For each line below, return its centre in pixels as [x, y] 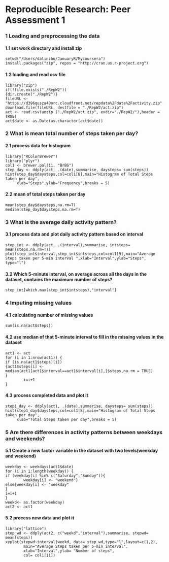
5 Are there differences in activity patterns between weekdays [84, 432]
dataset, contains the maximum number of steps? [59, 279]
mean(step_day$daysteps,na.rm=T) [41, 205]
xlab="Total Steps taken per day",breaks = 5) [66, 419]
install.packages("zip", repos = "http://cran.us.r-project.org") [77, 63]
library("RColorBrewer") [31, 156]
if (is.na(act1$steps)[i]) [34, 362]
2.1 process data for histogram [38, 146]
